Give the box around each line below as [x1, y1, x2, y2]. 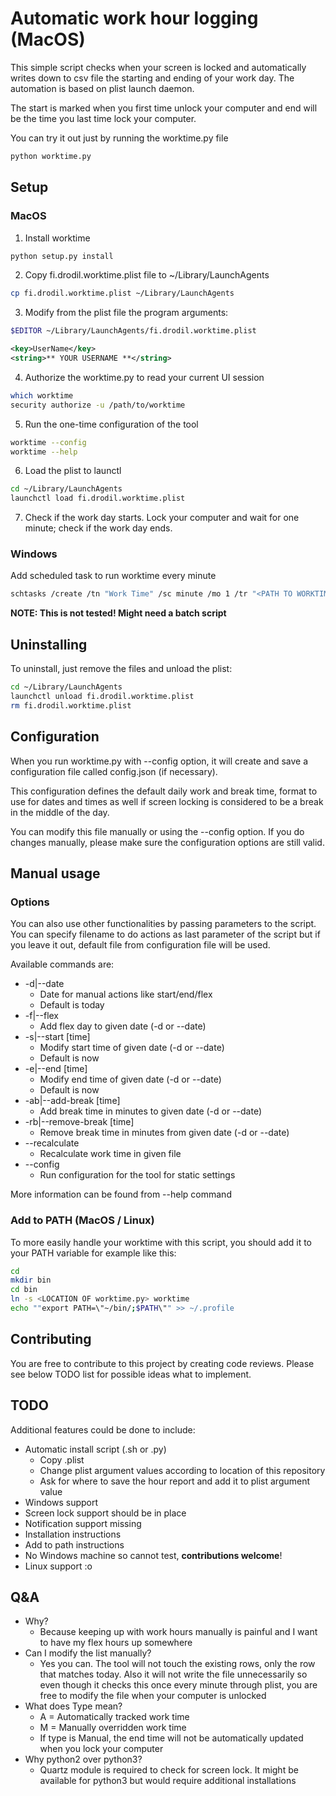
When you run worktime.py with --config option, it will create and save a [10, 755, 309, 767]
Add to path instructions [24, 1538, 125, 1551]
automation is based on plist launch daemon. [10, 82, 195, 94]
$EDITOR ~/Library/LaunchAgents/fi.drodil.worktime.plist [10, 326, 257, 336]
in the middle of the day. [10, 806, 110, 818]
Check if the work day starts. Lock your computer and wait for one [24, 512, 300, 524]
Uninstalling [10, 636, 88, 653]
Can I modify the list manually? [24, 1647, 152, 1659]
